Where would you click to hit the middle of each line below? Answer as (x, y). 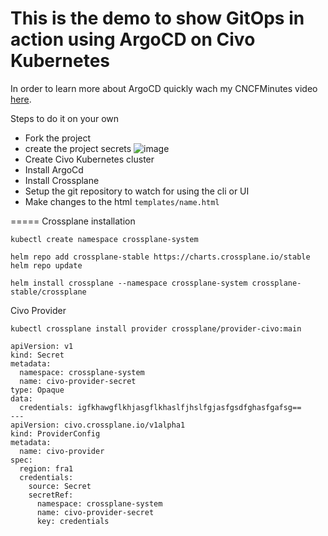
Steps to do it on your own (65, 118)
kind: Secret (37, 355)
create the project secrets (78, 148)
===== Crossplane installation (73, 221)
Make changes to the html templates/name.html (122, 201)
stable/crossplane (48, 292)
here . (21, 99)
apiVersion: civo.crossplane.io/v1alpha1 (98, 425)
